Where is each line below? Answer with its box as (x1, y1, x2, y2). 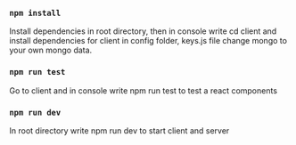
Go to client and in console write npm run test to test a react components (9, 85, 278, 96)
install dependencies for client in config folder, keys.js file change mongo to (9, 36, 288, 46)
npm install (9, 8, 62, 18)
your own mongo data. (9, 44, 93, 56)
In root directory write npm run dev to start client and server (9, 125, 230, 136)
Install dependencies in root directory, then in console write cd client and (9, 26, 277, 36)
